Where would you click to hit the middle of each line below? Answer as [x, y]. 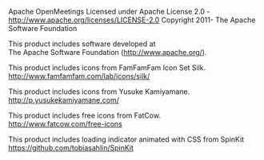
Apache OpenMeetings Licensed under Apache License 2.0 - [109, 12]
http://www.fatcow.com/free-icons [65, 124]
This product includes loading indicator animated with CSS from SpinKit [126, 139]
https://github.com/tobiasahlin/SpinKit [71, 148]
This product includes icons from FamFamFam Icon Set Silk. [107, 68]
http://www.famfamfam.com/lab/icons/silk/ [79, 76]
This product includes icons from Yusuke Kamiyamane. [99, 92]
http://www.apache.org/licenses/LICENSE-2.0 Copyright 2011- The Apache [132, 20]
